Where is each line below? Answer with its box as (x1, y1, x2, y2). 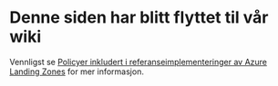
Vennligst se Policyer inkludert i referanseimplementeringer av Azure (9, 56, 267, 67)
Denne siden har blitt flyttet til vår (9, 7, 269, 28)
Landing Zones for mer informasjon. (9, 66, 144, 77)
